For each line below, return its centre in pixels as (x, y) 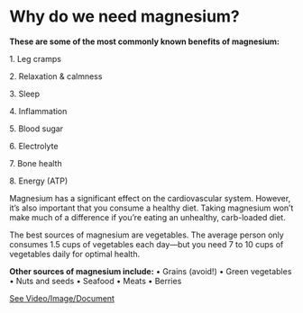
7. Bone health (36, 163)
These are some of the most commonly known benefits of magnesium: (145, 41)
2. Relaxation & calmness (56, 76)
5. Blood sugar (37, 129)
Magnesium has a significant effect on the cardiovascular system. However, (150, 198)
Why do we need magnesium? (125, 17)
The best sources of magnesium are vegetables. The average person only (147, 235)
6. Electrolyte (34, 146)
